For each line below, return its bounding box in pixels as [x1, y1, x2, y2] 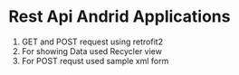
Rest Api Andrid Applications [8, 6, 231, 27]
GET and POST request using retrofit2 [21, 36, 164, 47]
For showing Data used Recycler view [21, 45, 162, 56]
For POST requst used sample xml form [21, 55, 169, 66]
